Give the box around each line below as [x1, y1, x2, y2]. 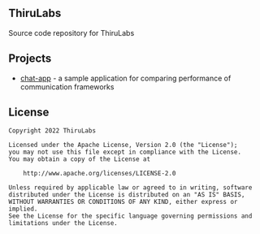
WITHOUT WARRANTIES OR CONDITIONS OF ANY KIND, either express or [8, 198, 238, 206]
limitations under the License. [8, 219, 118, 227]
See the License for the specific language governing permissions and [8, 212, 253, 220]
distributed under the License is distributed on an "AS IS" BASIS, [8, 191, 245, 199]
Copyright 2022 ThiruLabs [8, 127, 96, 135]
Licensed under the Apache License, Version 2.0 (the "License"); [8, 141, 238, 149]
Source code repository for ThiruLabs [8, 28, 135, 37]
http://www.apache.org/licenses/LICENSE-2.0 [23, 170, 176, 178]
